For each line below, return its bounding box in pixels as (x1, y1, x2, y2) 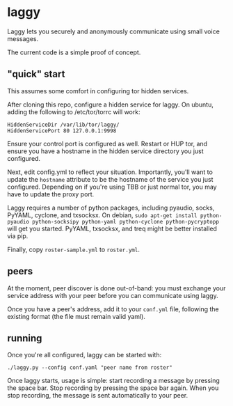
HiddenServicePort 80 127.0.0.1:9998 (7, 127, 117, 134)
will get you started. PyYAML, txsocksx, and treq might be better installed (7, 224, 218, 233)
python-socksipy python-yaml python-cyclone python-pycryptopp (32, 218, 219, 225)
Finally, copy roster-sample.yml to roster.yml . (7, 245, 140, 253)
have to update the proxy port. (7, 189, 95, 198)
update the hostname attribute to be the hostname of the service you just (7, 175, 214, 183)
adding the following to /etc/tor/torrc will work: (7, 107, 140, 116)
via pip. (7, 231, 29, 240)
